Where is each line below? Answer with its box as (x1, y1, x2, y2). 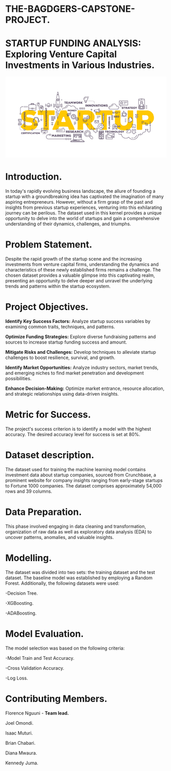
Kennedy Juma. (5, 760, 38, 766)
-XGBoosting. (5, 600, 34, 606)
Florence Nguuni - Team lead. (5, 710, 69, 716)
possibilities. (5, 375, 32, 381)
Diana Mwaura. (5, 749, 37, 756)
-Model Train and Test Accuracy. (5, 655, 75, 661)
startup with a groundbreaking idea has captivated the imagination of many (5, 193, 164, 200)
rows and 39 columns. (5, 488, 52, 494)
